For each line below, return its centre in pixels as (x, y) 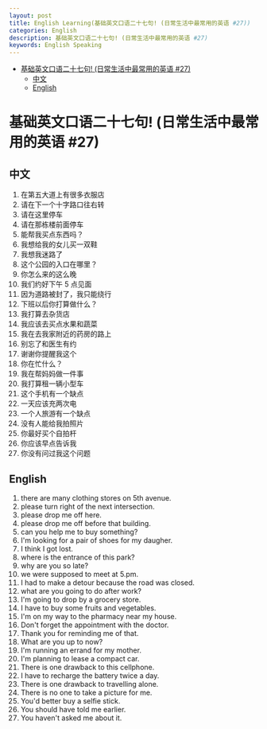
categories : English (43, 30)
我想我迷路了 (41, 255)
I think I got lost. (47, 548)
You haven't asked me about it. (71, 718)
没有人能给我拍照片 (52, 423)
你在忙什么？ (41, 364)
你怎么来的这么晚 (48, 275)
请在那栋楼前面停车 (52, 224)
